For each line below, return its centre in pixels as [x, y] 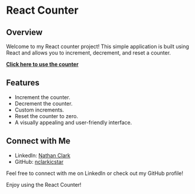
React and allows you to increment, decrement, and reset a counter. [89, 53]
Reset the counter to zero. [46, 116]
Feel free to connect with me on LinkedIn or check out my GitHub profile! [95, 173]
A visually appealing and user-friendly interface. [73, 122]
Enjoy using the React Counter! [44, 185]
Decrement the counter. [43, 103]
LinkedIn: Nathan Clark [43, 155]
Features [23, 83]
